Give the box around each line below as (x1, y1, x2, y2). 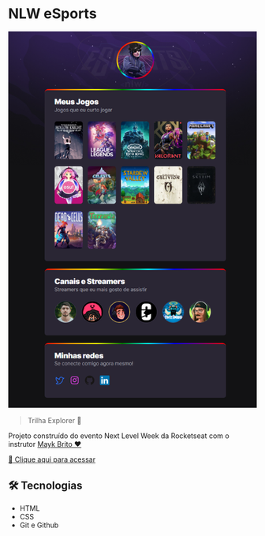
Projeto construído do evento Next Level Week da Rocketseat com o (8, 431, 230, 440)
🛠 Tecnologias (8, 478, 83, 492)
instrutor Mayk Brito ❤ (8, 440, 82, 449)
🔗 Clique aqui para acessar (8, 455, 96, 464)
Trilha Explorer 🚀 (27, 416, 82, 425)
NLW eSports (8, 5, 97, 23)
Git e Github (19, 520, 59, 530)
